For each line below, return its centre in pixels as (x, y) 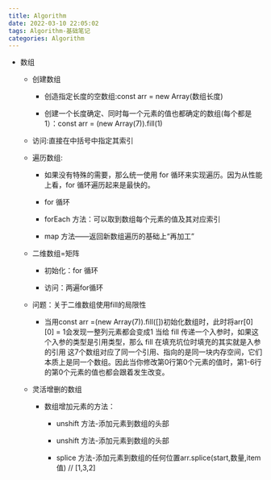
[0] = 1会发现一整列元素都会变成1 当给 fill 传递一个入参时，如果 (148, 332)
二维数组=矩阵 (56, 254)
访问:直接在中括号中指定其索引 (83, 141)
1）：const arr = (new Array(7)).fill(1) (103, 124)
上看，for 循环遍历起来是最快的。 (99, 185)
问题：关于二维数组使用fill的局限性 (89, 305)
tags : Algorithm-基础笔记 (50, 31)
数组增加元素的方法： (79, 407)
